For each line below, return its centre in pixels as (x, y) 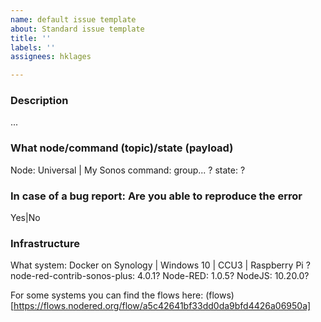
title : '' (31, 38)
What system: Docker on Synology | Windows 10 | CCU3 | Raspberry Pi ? (160, 265)
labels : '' (33, 47)
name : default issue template (73, 19)
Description (39, 101)
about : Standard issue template (77, 29)
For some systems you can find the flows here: (107, 295)
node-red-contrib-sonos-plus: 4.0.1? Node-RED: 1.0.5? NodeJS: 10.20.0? (160, 276)
